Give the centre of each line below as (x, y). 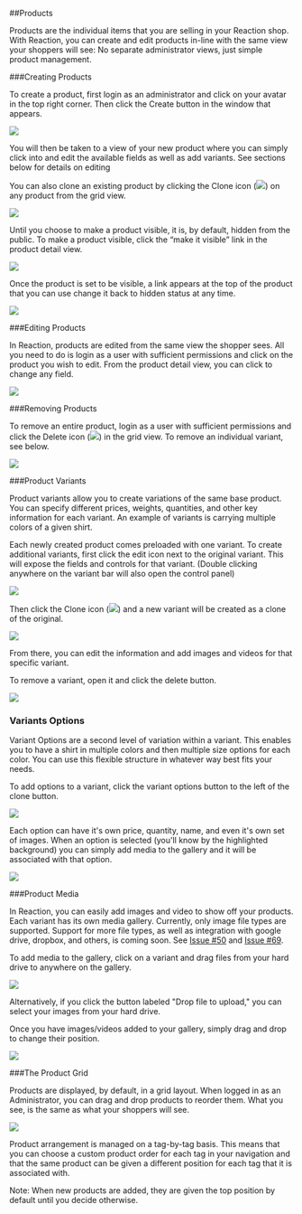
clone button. (34, 796)
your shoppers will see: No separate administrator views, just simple (136, 50)
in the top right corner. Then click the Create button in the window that (140, 104)
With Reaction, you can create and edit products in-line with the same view (149, 40)
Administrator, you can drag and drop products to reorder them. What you (146, 1100)
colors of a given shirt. (51, 527)
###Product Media (44, 894)
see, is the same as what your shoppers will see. (100, 1110)
